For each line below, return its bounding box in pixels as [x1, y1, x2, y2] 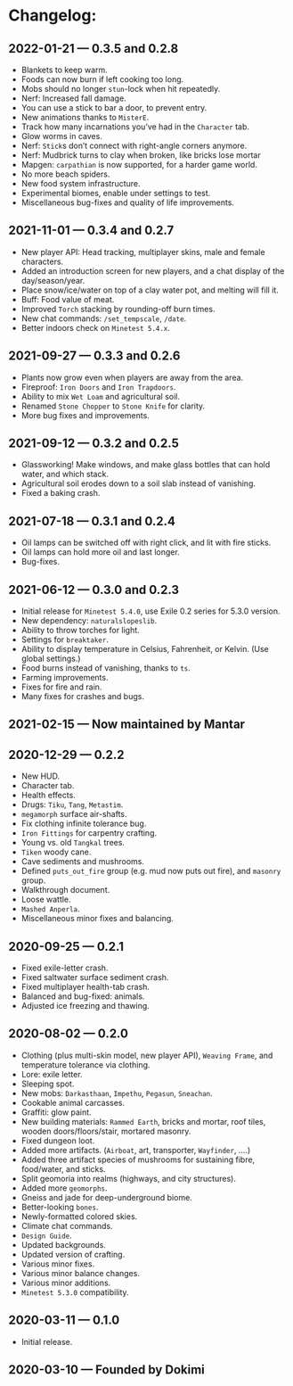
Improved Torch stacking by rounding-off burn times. [20, 303, 216, 314]
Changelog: [8, 5, 97, 26]
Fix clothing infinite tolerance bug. [20, 818, 147, 829]
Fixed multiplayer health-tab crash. [20, 982, 151, 993]
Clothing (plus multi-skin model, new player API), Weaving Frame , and [20, 1050, 273, 1060]
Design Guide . [20, 1230, 72, 1241]
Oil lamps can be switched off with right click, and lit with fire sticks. [20, 537, 272, 549]
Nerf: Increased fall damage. [20, 93, 126, 103]
